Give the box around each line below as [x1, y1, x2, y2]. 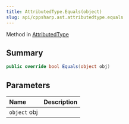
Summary [6, 48, 43, 58]
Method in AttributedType [6, 30, 70, 38]
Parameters [6, 80, 51, 90]
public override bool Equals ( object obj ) [6, 64, 111, 70]
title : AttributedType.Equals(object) [6, 8, 102, 15]
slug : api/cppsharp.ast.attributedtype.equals [6, 14, 124, 20]
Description [43, 98, 78, 106]
